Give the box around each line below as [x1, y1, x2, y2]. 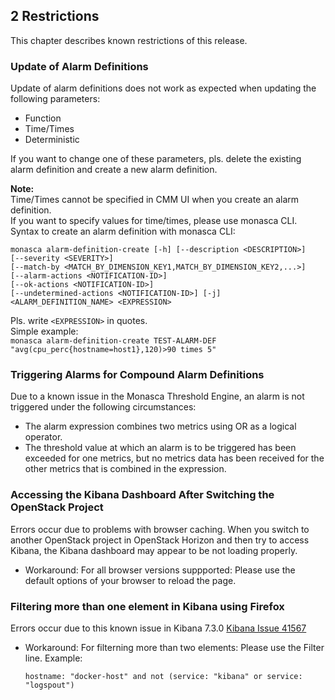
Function [24, 112, 62, 124]
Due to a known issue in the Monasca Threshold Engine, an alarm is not [10, 390, 305, 403]
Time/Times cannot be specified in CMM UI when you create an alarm [10, 194, 300, 206]
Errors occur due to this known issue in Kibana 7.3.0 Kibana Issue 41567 [10, 622, 307, 634]
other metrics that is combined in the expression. [24, 463, 227, 475]
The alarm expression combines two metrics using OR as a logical [24, 420, 297, 433]
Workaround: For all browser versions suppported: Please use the [24, 564, 296, 576]
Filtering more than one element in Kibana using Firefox [10, 599, 285, 613]
